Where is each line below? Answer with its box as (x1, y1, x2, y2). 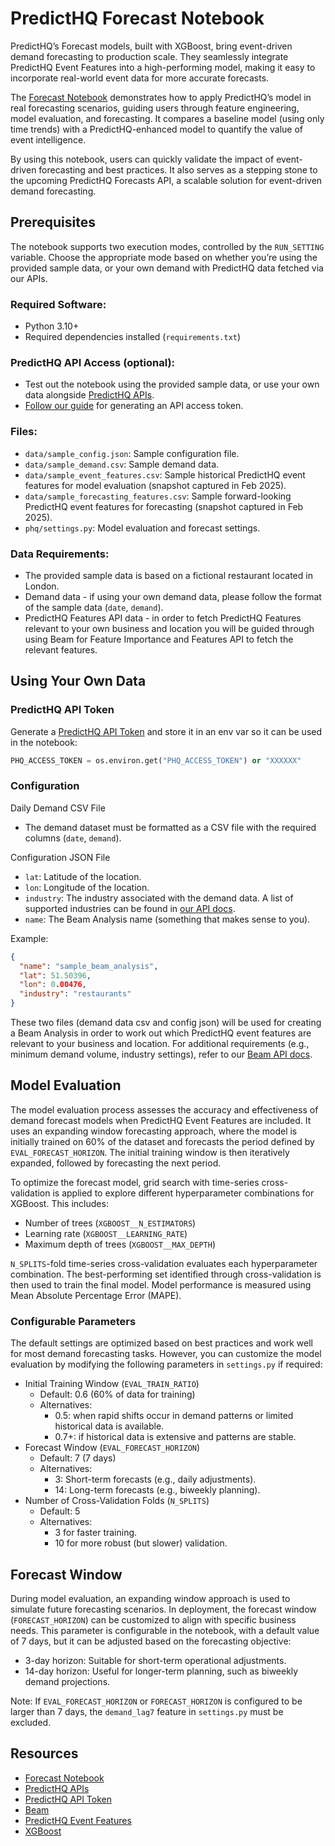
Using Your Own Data (10, 673, 147, 690)
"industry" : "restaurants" (19, 989, 132, 999)
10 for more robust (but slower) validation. (54, 1537, 228, 1549)
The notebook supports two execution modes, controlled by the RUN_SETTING (10, 240, 325, 252)
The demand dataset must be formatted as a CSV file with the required (24, 821, 317, 833)
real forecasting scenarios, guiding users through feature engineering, (10, 102, 300, 114)
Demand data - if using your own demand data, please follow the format (24, 590, 322, 602)
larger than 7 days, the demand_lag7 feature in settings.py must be (10, 1705, 284, 1717)
